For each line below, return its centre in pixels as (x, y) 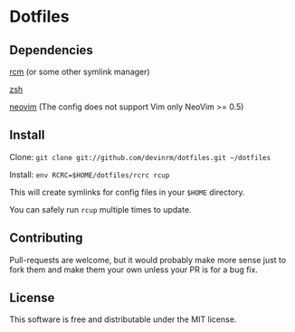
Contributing (46, 238)
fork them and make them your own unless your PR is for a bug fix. (133, 270)
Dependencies (51, 50)
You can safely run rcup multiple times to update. (100, 209)
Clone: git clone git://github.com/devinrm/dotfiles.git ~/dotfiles (140, 157)
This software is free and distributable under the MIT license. (123, 319)
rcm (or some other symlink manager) (80, 71)
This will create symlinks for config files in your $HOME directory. (128, 192)
